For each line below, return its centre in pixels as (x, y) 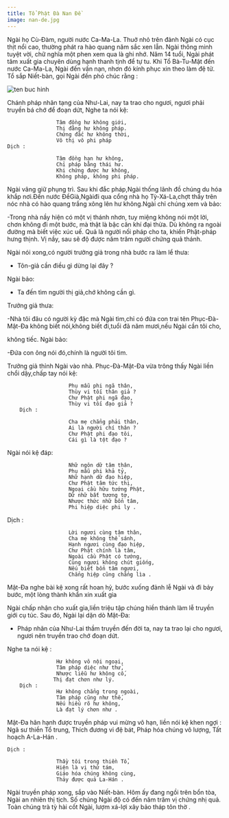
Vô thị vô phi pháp (84, 140)
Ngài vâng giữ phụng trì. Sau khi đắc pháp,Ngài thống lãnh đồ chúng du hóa (114, 189)
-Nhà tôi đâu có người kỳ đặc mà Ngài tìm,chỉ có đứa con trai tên (98, 318)
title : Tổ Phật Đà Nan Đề (44, 13)
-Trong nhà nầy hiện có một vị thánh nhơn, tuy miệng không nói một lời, (108, 217)
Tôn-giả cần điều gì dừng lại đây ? (65, 266)
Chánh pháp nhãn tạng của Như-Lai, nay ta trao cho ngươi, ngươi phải (106, 102)
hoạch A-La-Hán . (33, 737)
